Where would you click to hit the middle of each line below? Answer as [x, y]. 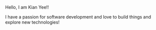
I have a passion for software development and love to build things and [78, 17]
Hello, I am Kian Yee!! [27, 7]
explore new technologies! [32, 22]
